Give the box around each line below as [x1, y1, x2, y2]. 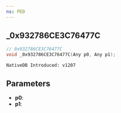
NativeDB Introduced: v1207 [6, 63, 76, 69]
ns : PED [6, 8, 26, 15]
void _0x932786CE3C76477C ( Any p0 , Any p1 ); [6, 51, 116, 58]
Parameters [6, 78, 51, 89]
